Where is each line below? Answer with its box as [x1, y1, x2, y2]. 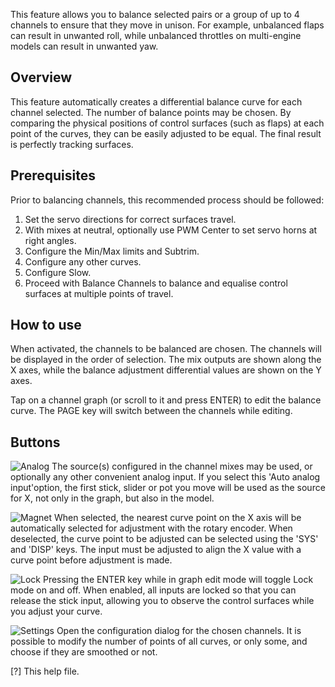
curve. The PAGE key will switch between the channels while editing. [10, 405, 293, 417]
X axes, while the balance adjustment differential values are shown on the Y [10, 364, 322, 376]
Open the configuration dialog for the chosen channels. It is [56, 625, 302, 637]
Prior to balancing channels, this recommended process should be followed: [10, 194, 325, 206]
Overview [10, 69, 73, 86]
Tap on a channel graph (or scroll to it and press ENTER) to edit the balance [10, 394, 322, 406]
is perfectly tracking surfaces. [10, 138, 134, 150]
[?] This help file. [10, 665, 80, 678]
